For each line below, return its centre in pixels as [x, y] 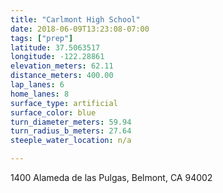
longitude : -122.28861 [57, 57]
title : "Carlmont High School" [75, 19]
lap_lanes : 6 [37, 85]
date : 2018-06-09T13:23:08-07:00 [80, 29]
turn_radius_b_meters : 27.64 [71, 131]
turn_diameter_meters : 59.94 [71, 122]
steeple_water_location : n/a [71, 141]
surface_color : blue [53, 112]
